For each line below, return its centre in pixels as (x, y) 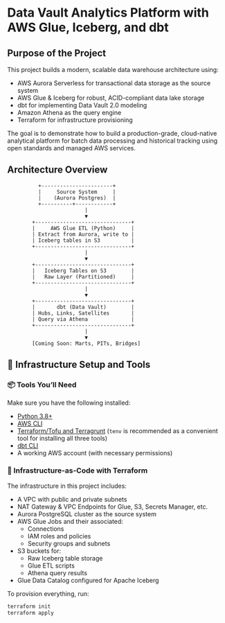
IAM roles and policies (59, 536)
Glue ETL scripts (51, 565)
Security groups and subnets (69, 543)
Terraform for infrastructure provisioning (75, 120)
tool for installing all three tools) (62, 438)
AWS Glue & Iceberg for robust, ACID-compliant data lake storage (111, 98)
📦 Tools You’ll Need (42, 385)
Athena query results (57, 572)
